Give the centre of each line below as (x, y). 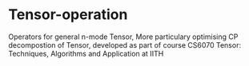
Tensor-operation (68, 15)
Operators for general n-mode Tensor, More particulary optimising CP (123, 37)
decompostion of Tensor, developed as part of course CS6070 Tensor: (125, 45)
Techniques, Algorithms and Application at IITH (86, 53)
